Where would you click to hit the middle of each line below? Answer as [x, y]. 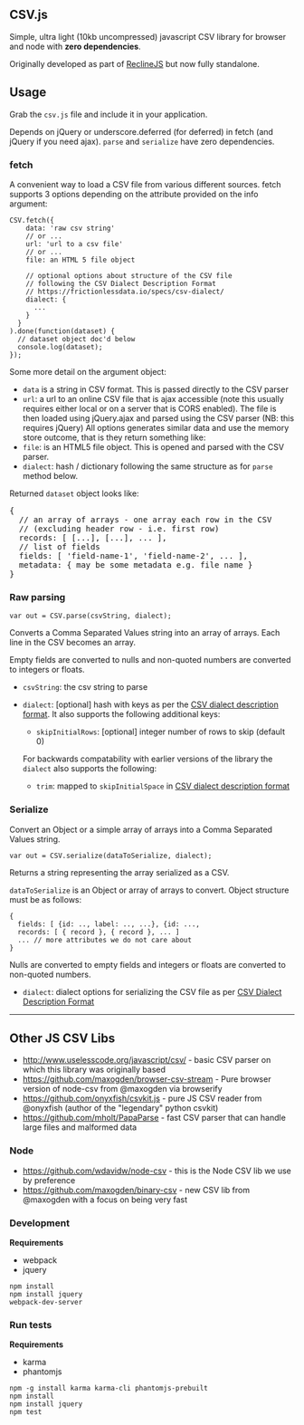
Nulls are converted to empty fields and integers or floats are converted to [148, 964]
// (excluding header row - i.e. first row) [119, 528]
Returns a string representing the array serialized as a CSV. [119, 872]
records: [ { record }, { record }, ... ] [99, 932]
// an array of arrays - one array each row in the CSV [145, 519]
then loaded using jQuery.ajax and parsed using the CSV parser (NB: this [158, 418]
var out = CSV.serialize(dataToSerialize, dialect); [111, 856]
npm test [26, 1412]
